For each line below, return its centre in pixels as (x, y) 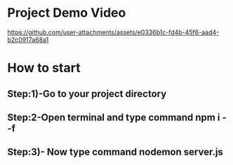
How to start (44, 68)
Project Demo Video (67, 13)
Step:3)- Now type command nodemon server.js (115, 152)
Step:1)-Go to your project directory (87, 93)
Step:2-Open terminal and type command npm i (114, 117)
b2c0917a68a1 (28, 39)
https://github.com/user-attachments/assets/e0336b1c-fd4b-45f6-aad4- (113, 32)
